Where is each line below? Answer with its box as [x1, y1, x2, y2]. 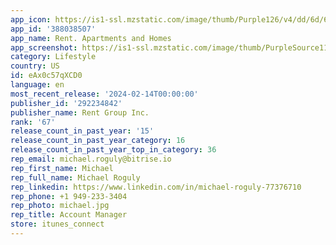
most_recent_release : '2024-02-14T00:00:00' [10, 89, 199, 99]
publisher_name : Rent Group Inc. [10, 107, 150, 118]
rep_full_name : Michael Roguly [10, 172, 141, 183]
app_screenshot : [10, 42, 78, 53]
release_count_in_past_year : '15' [10, 126, 155, 136]
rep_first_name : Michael [10, 163, 114, 173]
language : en [10, 80, 65, 90]
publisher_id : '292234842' [10, 98, 123, 108]
